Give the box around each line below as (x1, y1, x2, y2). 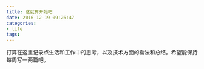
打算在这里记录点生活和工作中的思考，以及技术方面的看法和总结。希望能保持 (6, 49, 198, 56)
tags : (6, 31, 20, 38)
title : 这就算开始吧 (6, 8, 53, 15)
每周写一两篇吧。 (6, 56, 49, 64)
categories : (6, 20, 36, 26)
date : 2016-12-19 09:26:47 (6, 15, 75, 21)
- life (6, 25, 23, 32)
